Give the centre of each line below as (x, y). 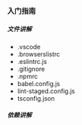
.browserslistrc (39, 54)
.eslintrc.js (32, 61)
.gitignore (31, 69)
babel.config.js (39, 83)
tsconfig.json (36, 98)
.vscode (29, 47)
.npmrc (27, 76)
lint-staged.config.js (46, 91)
